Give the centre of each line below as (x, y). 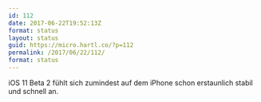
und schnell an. (34, 91)
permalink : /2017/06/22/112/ (57, 53)
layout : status (34, 38)
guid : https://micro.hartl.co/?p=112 (71, 45)
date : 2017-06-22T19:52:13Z (55, 23)
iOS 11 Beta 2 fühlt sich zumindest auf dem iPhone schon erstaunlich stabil (130, 82)
